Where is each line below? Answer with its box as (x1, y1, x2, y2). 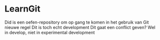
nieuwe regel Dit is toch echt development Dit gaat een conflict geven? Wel (4, 24, 156, 30)
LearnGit (4, 3, 40, 14)
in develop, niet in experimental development (4, 29, 95, 35)
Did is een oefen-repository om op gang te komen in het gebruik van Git (4, 19, 149, 25)
